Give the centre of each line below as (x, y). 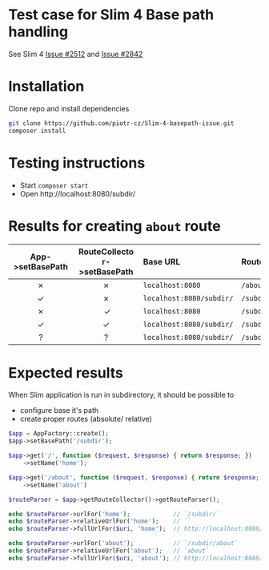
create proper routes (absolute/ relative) (86, 419)
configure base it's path (59, 410)
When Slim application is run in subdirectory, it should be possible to (121, 395)
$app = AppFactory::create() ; (59, 434)
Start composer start (54, 185)
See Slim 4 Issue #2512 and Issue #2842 (76, 54)
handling (38, 32)
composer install (37, 131)
